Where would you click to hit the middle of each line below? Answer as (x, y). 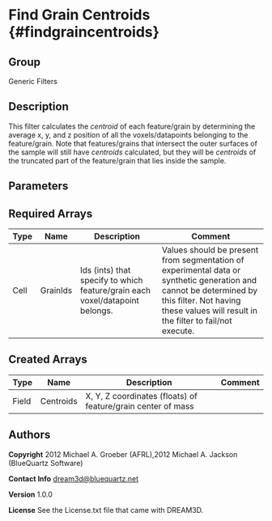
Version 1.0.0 (30, 494)
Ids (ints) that (105, 270)
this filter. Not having (201, 301)
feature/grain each (115, 290)
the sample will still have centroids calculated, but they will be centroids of (132, 152)
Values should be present (210, 250)
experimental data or (201, 270)
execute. (178, 331)
